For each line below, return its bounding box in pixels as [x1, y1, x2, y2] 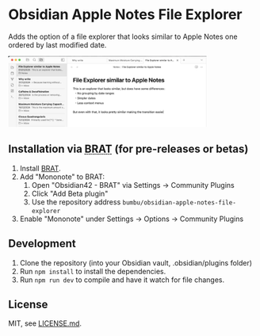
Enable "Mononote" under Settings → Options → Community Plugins [19, 214, 244, 223]
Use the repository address [31, 197, 121, 207]
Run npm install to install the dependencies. [19, 266, 166, 276]
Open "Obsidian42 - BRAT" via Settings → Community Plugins [31, 180, 235, 189]
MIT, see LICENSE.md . [8, 319, 82, 328]
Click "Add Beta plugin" [31, 189, 109, 198]
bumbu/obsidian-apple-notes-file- [122, 198, 236, 207]
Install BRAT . [19, 163, 61, 173]
